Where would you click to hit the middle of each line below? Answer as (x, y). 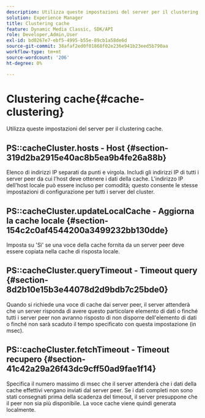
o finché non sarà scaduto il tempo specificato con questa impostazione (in (101, 324)
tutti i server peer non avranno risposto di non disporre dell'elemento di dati (102, 317)
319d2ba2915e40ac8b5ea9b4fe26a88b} (87, 158)
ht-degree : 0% (24, 63)
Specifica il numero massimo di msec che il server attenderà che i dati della (102, 384)
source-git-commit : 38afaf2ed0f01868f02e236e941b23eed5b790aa (87, 47)
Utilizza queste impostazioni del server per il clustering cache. (85, 129)
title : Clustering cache (38, 23)
